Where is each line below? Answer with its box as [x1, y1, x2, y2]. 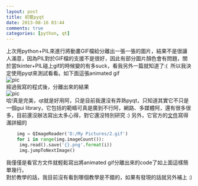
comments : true [6, 25, 44, 31]
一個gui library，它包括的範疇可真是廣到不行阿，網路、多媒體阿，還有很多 [6, 105, 186, 112]
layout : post [6, 8, 38, 15]
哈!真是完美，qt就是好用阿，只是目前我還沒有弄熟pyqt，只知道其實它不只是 [6, 97, 189, 104]
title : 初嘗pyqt [6, 14, 44, 20]
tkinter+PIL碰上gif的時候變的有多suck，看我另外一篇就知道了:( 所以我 [16, 63, 186, 70]
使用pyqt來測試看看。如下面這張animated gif [11, 70, 120, 77]
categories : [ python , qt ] [6, 31, 70, 37]
